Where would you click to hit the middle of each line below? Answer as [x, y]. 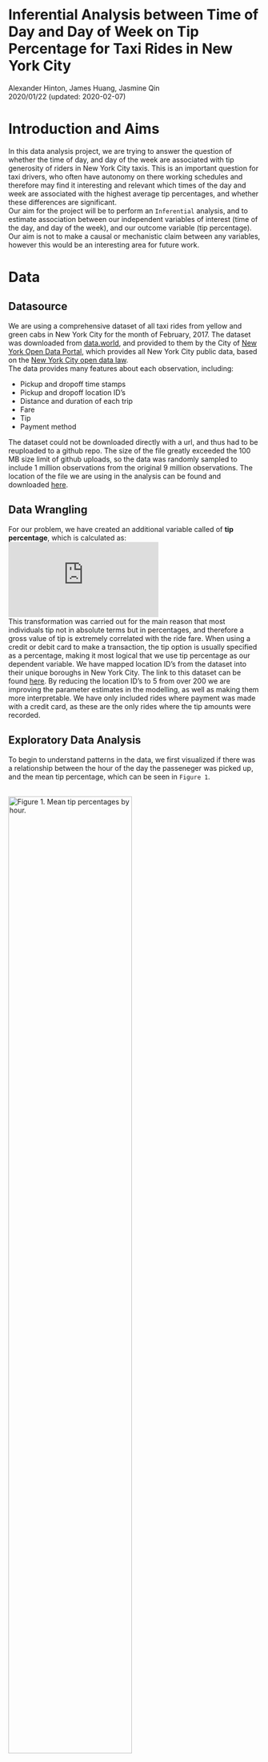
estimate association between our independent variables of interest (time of [133, 219]
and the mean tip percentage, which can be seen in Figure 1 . [109, 776]
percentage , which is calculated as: [67, 538]
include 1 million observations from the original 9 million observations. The [131, 467]
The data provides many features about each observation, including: [121, 368]
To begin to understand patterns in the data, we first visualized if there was [132, 760]
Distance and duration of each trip [76, 401]
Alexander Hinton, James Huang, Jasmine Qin [84, 88]
